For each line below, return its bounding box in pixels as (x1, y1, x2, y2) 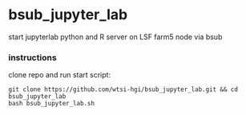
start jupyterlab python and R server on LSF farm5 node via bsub (8, 32, 223, 42)
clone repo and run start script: (8, 70, 111, 80)
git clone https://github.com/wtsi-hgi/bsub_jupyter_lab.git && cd (8, 85, 239, 93)
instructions (8, 52, 58, 63)
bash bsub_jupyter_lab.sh (8, 100, 95, 108)
